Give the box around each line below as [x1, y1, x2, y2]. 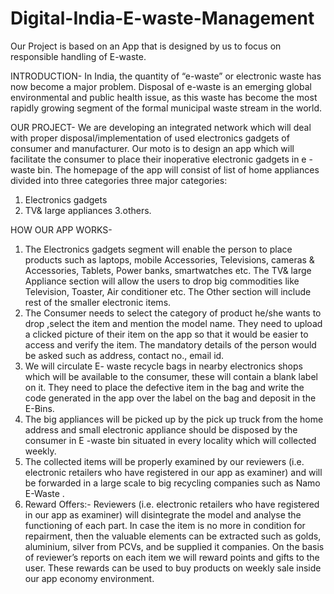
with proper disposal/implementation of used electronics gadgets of [10, 132, 290, 144]
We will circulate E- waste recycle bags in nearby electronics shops [24, 360, 303, 372]
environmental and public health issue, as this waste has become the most [10, 91, 318, 103]
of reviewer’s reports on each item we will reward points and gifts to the [24, 551, 320, 563]
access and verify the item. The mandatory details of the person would [24, 338, 317, 351]
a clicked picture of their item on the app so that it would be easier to [24, 328, 309, 340]
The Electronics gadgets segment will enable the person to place [24, 243, 293, 255]
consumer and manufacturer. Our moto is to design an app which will [10, 142, 295, 154]
